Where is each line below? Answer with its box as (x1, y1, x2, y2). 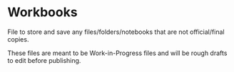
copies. (7, 35, 29, 43)
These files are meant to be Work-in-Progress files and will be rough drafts (7, 49, 228, 57)
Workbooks (7, 4, 78, 20)
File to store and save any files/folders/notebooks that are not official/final (7, 28, 225, 36)
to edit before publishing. (7, 56, 81, 64)
